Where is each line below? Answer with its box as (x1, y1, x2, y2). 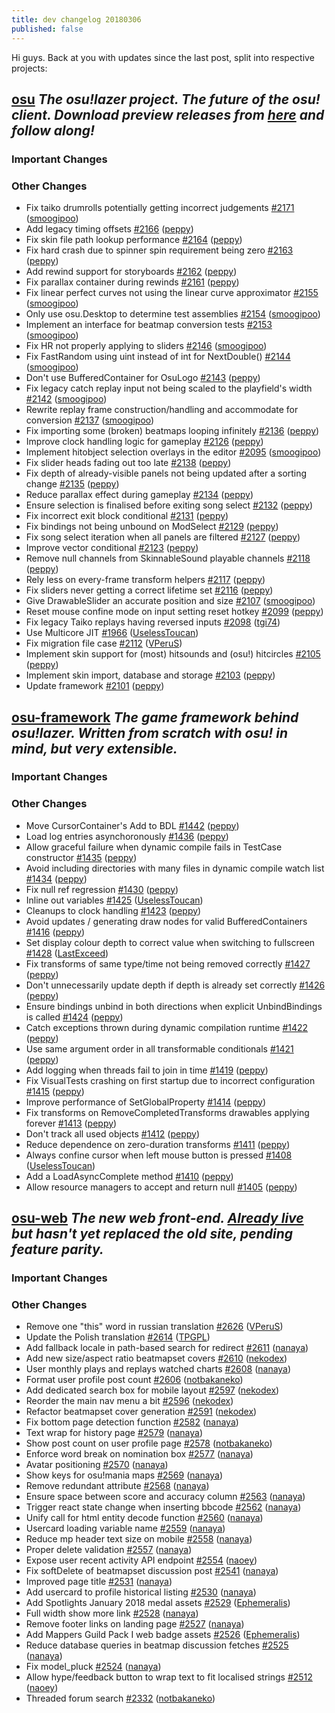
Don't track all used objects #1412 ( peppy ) (25, 1127, 201, 1140)
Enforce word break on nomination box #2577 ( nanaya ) (25, 1448, 254, 1460)
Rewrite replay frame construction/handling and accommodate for (25, 404, 299, 416)
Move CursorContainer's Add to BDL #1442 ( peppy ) (25, 819, 240, 831)
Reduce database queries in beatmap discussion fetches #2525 (25, 1639, 289, 1651)
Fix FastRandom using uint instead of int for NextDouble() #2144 (25, 351, 291, 363)
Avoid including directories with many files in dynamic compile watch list (25, 862, 325, 874)
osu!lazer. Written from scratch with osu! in (11, 724, 289, 741)
